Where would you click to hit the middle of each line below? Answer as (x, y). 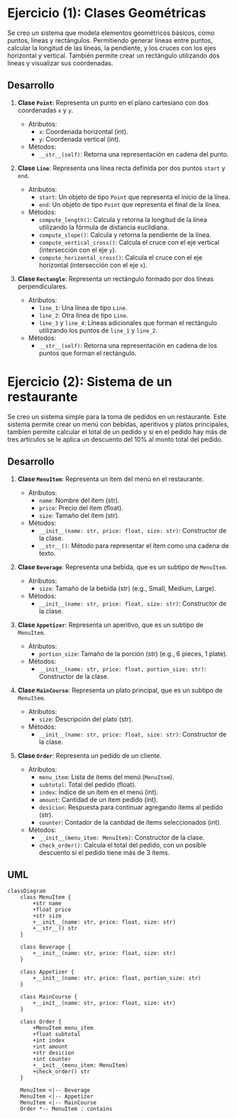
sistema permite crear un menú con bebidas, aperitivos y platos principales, (118, 424)
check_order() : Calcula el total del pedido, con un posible (123, 845)
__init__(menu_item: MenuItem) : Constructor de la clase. (122, 837)
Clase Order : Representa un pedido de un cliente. (89, 755)
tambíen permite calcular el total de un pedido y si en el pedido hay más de (117, 431)
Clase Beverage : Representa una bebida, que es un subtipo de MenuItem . (122, 566)
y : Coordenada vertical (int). (79, 139)
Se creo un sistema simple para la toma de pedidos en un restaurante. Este (117, 416)
